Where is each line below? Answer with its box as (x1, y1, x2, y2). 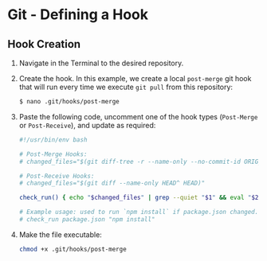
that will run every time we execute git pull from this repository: (18, 82, 233, 92)
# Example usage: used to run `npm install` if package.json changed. (18, 208, 259, 216)
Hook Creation (7, 37, 81, 51)
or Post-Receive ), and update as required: (18, 120, 156, 130)
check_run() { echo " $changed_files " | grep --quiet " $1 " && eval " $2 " (18, 193, 262, 202)
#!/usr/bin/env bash (18, 135, 88, 144)
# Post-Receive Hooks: (18, 172, 95, 180)
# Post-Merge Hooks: (18, 150, 88, 158)
